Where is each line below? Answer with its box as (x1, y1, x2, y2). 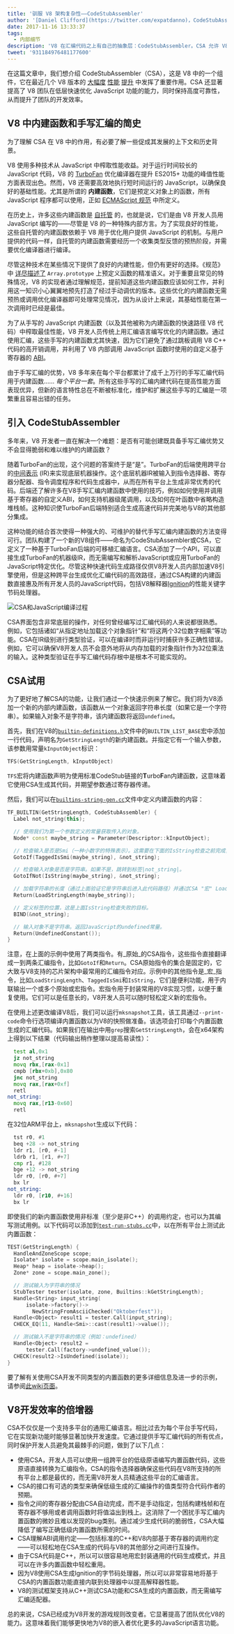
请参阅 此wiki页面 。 (7, 1381, 61, 1390)
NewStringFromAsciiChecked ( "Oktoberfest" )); (32, 1308, 164, 1315)
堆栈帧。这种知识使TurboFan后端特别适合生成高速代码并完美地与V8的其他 (7, 503, 220, 512)
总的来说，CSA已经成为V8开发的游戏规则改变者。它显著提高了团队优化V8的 (7, 1610, 225, 1619)
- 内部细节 (13, 36, 41, 43)
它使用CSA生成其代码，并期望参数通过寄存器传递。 (7, 780, 155, 789)
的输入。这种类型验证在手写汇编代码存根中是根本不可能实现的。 (7, 652, 190, 661)
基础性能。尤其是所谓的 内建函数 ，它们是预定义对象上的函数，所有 (19, 187, 210, 195)
